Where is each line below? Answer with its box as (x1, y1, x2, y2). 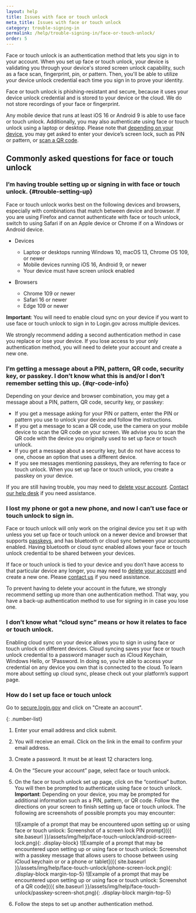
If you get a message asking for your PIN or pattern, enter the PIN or (14, 410, 179, 417)
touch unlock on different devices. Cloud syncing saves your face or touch (6, 645, 185, 652)
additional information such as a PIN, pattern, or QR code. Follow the (14, 797, 180, 804)
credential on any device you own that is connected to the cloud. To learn (6, 664, 183, 671)
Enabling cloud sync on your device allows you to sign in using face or (6, 639, 175, 646)
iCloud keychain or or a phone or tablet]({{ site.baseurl (14, 858, 146, 865)
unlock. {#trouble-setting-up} (6, 188, 93, 196)
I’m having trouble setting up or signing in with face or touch (6, 180, 180, 188)
